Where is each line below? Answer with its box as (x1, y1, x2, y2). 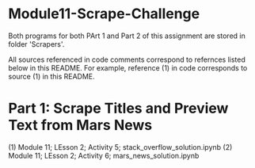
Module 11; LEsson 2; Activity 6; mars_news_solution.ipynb (8, 151, 200, 160)
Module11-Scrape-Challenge (8, 5, 200, 23)
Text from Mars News (8, 116, 153, 135)
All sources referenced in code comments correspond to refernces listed (8, 55, 245, 64)
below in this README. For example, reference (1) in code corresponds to (8, 63, 248, 72)
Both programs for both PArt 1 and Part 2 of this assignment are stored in (8, 31, 245, 40)
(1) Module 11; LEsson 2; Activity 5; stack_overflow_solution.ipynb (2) (8, 142, 233, 151)
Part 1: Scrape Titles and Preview (8, 100, 229, 117)
